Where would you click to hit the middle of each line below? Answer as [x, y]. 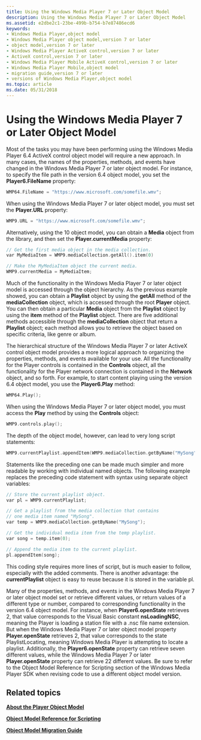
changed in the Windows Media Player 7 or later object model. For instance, [100, 168]
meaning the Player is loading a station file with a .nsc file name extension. [98, 623]
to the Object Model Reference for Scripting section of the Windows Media [98, 667]
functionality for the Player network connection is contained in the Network [99, 372]
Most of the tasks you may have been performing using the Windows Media [100, 149]
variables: [18, 484]
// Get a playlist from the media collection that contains [83, 511]
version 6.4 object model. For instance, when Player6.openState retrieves [98, 610]
